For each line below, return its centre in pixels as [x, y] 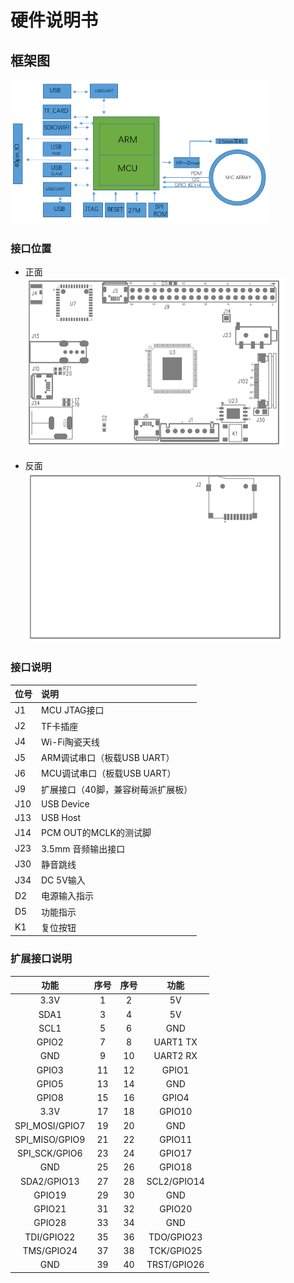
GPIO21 [50, 1209]
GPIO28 [50, 1223]
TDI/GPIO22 [50, 1237]
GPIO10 [176, 1112]
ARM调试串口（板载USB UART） [108, 758]
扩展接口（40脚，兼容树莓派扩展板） [117, 789]
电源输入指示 [67, 896]
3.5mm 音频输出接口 [83, 848]
